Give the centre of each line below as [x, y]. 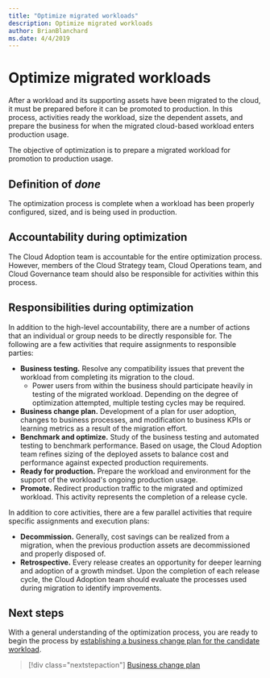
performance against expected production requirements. [114, 462]
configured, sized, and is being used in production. [93, 212]
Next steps [36, 613]
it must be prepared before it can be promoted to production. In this [120, 109]
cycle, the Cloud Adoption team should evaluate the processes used [133, 579]
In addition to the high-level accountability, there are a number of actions [129, 327]
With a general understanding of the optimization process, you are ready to [133, 632]
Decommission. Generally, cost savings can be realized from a [125, 536]
